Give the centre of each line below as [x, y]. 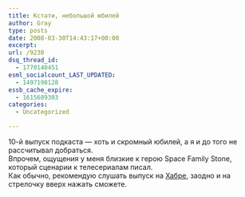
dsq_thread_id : [34, 61]
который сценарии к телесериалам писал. [81, 167]
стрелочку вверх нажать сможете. [68, 184]
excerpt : [23, 45]
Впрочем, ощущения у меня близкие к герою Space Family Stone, [120, 159]
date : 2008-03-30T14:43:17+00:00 [64, 38]
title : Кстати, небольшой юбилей [64, 16]
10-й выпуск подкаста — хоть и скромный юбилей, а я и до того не [123, 142]
